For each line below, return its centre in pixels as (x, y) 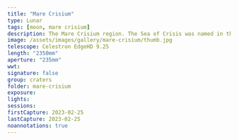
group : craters (30, 80)
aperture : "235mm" (34, 60)
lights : (19, 100)
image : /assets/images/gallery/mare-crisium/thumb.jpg (90, 40)
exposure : (22, 93)
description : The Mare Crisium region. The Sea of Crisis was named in (115, 34)
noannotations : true (38, 126)
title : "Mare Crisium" (41, 14)
